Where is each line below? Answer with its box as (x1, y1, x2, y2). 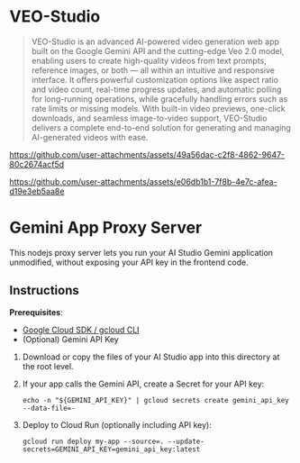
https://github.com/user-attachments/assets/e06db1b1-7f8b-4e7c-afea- (9, 176, 277, 186)
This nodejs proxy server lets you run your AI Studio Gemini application (9, 247, 273, 258)
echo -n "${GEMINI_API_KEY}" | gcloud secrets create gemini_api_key (22, 395, 290, 404)
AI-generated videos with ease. (31, 132, 149, 142)
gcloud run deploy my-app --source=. (22, 437, 165, 446)
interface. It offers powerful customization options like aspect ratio (31, 74, 279, 85)
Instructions (9, 283, 79, 298)
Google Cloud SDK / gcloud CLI (22, 324, 140, 335)
